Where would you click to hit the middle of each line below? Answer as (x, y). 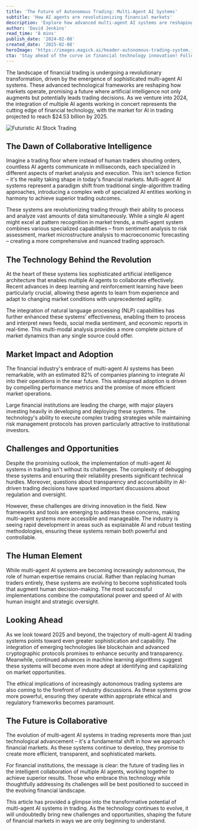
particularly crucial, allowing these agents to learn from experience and (93, 293)
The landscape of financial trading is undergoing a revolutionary (84, 72)
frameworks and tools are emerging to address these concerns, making (93, 512)
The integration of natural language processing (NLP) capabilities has (90, 310)
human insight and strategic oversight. (53, 601)
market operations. (29, 394)
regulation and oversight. (36, 494)
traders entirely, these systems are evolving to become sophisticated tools (96, 582)
